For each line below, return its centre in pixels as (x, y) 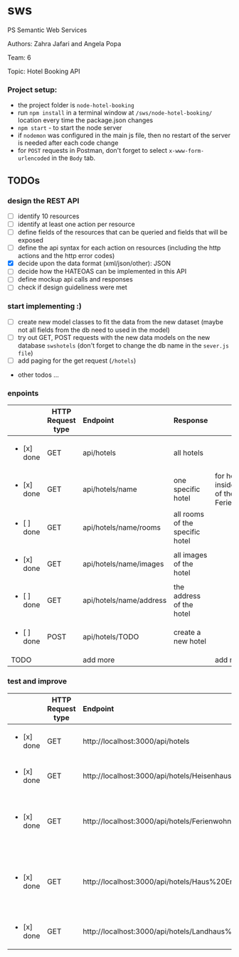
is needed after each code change (68, 143)
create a (187, 633)
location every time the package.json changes (85, 120)
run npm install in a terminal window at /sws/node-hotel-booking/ (115, 113)
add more (99, 660)
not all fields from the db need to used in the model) (94, 330)
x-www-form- (186, 151)
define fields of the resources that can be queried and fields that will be (122, 232)
